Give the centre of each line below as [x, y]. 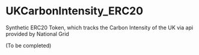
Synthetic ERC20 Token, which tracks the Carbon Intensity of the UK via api [99, 27]
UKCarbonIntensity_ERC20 [75, 11]
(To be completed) [29, 45]
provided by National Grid [38, 33]
